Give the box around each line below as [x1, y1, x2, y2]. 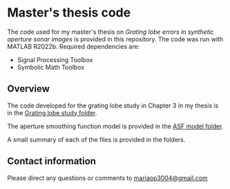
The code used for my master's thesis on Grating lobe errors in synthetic [7, 28, 214, 36]
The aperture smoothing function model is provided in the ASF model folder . [7, 122, 224, 130]
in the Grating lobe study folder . [7, 108, 97, 117]
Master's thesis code [7, 5, 131, 21]
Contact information [7, 155, 97, 167]
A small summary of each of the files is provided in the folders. [7, 135, 186, 143]
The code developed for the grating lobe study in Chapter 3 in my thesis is [7, 101, 219, 110]
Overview [7, 83, 50, 94]
